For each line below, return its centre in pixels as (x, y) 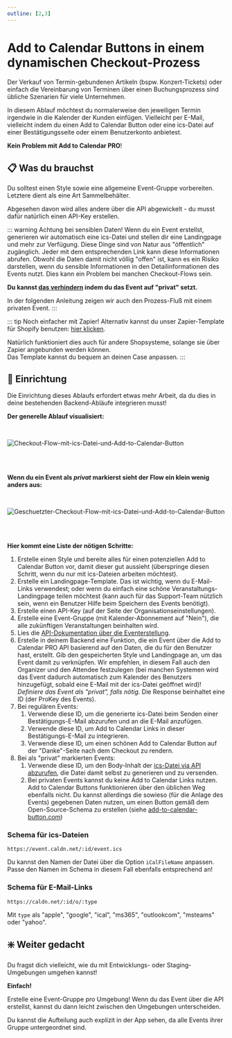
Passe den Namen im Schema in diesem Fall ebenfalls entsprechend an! (110, 870)
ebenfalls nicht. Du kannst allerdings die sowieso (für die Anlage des (125, 795)
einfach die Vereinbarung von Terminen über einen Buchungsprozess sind (113, 89)
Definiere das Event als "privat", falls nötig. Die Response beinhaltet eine (121, 692)
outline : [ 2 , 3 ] (29, 14)
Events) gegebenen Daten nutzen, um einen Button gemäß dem (118, 802)
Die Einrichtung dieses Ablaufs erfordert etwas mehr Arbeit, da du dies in (111, 396)
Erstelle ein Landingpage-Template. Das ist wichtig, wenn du (104, 581)
